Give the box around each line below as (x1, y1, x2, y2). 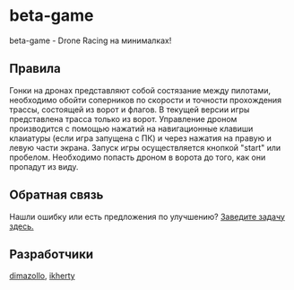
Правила (9, 61, 61, 76)
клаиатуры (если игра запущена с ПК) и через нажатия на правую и (9, 132, 272, 144)
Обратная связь (9, 188, 104, 203)
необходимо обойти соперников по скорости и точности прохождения (9, 94, 282, 105)
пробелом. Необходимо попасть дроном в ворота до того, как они (9, 152, 266, 163)
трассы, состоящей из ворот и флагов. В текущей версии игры (9, 104, 250, 115)
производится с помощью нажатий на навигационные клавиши (9, 123, 254, 134)
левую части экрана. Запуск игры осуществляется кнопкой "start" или (9, 142, 281, 153)
